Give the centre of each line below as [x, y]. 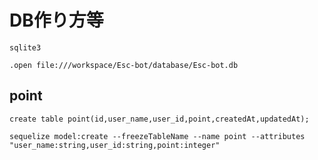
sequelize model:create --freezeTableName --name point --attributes [157, 136]
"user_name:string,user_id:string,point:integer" [115, 145]
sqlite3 [25, 47]
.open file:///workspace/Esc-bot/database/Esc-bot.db [124, 65]
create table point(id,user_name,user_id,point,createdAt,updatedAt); [159, 119]
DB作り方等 [56, 20]
